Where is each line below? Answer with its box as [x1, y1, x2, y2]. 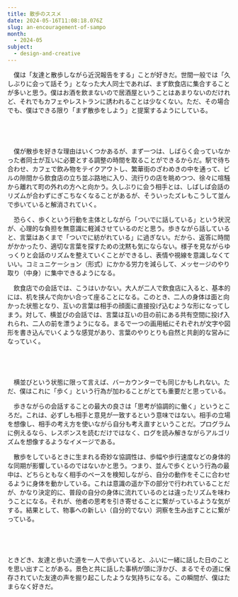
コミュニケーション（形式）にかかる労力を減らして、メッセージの [25, 260, 218, 269]
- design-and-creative [13, 50, 81, 58]
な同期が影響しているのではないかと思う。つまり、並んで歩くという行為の [7, 461, 224, 470]
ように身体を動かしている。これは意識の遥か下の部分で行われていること [13, 479, 225, 488]
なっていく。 [7, 337, 45, 345]
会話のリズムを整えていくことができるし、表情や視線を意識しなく [31, 251, 225, 259]
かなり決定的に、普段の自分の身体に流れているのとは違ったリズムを [19, 488, 218, 497]
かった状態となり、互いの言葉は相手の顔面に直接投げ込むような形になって [7, 301, 225, 310]
